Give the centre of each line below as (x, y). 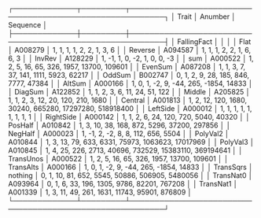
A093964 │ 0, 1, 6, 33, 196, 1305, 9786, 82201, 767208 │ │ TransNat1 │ (123, 184)
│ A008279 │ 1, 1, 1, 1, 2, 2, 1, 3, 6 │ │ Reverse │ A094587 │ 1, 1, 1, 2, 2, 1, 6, (130, 50)
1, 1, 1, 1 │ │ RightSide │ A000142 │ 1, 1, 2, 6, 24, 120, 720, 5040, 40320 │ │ (129, 117)
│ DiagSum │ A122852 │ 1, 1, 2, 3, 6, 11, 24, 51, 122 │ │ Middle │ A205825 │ (129, 92)
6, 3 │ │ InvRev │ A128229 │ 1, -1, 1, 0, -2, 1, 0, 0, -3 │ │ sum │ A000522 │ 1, (131, 58)
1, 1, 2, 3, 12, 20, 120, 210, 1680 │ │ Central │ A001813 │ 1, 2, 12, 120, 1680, (128, 100)
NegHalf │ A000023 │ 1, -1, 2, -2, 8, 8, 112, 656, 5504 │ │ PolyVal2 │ (119, 133)
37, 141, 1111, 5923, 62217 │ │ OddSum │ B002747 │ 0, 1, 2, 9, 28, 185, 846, (129, 75)
